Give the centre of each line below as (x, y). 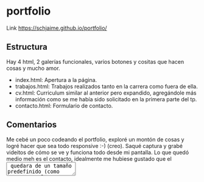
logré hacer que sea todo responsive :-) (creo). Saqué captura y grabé (95, 146)
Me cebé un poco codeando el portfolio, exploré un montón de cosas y (95, 139)
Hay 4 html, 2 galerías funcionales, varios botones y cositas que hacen (95, 61)
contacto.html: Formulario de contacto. (64, 106)
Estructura (27, 47)
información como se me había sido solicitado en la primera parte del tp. (106, 99)
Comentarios (32, 125)
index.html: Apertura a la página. (56, 79)
